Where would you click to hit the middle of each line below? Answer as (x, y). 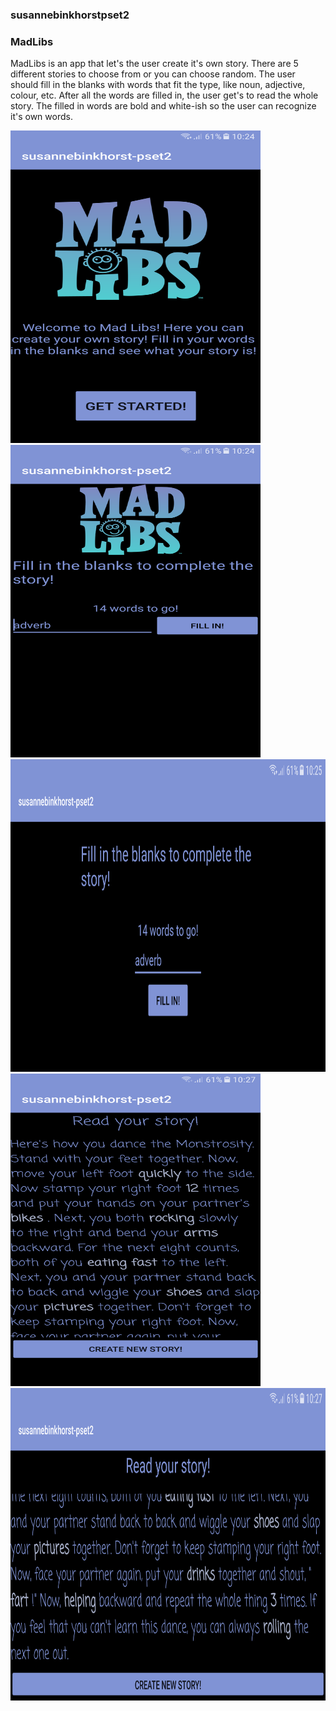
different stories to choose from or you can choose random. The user (153, 74)
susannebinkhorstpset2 (70, 15)
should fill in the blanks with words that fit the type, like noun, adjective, (158, 85)
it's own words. (41, 117)
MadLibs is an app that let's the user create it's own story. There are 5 (154, 64)
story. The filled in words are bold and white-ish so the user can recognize (163, 106)
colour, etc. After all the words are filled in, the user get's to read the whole (164, 95)
